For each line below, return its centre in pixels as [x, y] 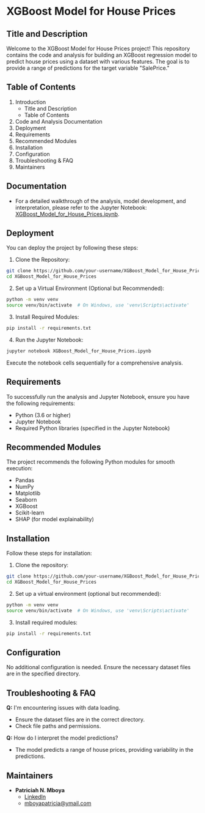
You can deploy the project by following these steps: [72, 248]
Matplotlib [28, 493]
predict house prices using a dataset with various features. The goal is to [98, 61]
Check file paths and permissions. [58, 726]
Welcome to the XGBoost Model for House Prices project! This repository [98, 48]
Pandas [25, 480]
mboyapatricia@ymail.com [58, 803]
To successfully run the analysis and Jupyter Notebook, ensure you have [98, 396]
